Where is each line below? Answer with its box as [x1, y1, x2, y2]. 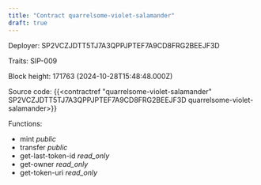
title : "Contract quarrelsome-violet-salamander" [8, 11, 176, 20]
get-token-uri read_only [19, 168, 98, 177]
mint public [19, 134, 57, 143]
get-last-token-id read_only [19, 151, 110, 160]
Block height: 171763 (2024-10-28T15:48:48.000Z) [8, 71, 173, 81]
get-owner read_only [19, 159, 89, 168]
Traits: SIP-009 [8, 56, 58, 66]
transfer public [19, 142, 68, 152]
